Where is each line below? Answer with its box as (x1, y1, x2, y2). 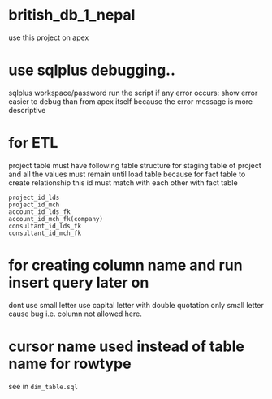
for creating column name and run (8, 256, 243, 274)
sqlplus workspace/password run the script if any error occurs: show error (8, 88, 258, 98)
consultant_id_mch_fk (8, 229, 82, 237)
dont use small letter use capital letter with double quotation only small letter (8, 300, 264, 310)
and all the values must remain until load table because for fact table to (8, 169, 246, 179)
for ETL (8, 134, 58, 152)
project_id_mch (8, 201, 60, 209)
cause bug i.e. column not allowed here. (8, 309, 142, 319)
